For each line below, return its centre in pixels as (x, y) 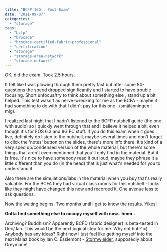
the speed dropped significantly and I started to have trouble (89, 90)
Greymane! (16, 245)
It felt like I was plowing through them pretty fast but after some (71, 85)
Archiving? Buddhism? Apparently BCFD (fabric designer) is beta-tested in (82, 223)
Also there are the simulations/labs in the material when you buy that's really (83, 178)
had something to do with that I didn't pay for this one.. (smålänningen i (79, 106)
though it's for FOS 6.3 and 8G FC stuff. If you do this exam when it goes (80, 131)
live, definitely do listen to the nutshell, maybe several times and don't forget (83, 137)
